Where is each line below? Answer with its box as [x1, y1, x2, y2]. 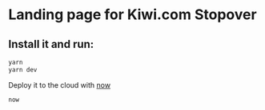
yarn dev [8, 65, 38, 73]
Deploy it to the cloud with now [8, 80, 110, 89]
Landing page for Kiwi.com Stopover [8, 6, 258, 24]
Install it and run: [8, 37, 94, 51]
